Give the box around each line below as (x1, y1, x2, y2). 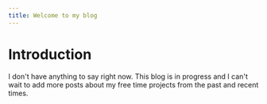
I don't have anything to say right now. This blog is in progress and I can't (8, 72, 249, 81)
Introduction (8, 45, 92, 63)
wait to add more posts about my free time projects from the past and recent (8, 80, 259, 89)
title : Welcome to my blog (8, 11, 98, 20)
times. (8, 88, 29, 98)
